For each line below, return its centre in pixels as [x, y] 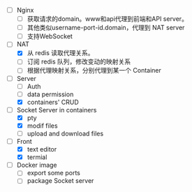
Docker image [37, 165]
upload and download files [65, 133]
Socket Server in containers [57, 110]
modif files [42, 126]
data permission [50, 94]
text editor [42, 149]
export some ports [54, 173]
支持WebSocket [50, 36]
